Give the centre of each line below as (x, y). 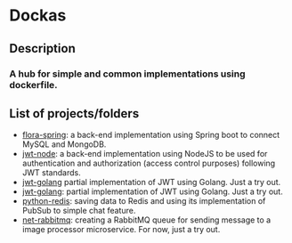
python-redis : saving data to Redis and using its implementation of (144, 201)
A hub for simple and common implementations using (128, 74)
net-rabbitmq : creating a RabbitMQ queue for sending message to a (146, 220)
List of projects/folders (74, 113)
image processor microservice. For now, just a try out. (121, 230)
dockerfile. (33, 85)
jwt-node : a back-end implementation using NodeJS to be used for (145, 154)
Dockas (38, 16)
